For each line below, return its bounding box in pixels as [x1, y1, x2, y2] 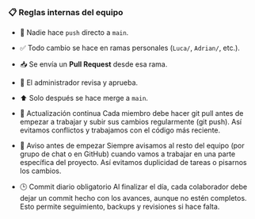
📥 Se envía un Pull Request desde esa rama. [19, 60, 168, 69]
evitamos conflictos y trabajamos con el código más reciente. [19, 125, 221, 135]
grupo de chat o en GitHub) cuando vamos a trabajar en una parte [19, 149, 236, 159]
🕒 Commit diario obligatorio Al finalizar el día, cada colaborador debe [19, 182, 248, 192]
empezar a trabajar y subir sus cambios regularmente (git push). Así [19, 117, 242, 127]
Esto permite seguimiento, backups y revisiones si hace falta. [19, 202, 220, 212]
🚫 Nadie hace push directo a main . [19, 28, 129, 37]
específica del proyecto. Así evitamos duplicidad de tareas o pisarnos [19, 158, 247, 167]
